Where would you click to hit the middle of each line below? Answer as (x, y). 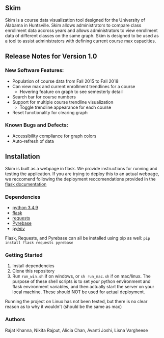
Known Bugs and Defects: (37, 125)
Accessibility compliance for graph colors (54, 136)
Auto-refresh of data (33, 141)
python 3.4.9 (25, 207)
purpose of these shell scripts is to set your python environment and (81, 281)
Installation (23, 157)
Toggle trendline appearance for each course (65, 107)
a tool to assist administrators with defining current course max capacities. (81, 41)
